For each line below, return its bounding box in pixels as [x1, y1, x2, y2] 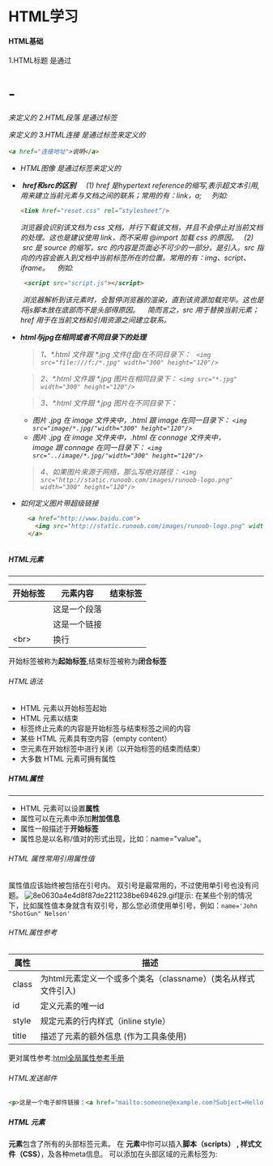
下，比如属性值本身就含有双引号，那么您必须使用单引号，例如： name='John [8, 900, 258, 910]
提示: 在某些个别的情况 [177, 890, 253, 900]
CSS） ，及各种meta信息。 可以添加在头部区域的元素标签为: [22, 1149, 218, 1159]
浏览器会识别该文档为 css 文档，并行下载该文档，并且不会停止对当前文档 [19, 222, 263, 232]
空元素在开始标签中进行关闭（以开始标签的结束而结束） [19, 743, 205, 753]
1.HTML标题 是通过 [8, 56, 71, 66]
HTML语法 [8, 677, 44, 686]
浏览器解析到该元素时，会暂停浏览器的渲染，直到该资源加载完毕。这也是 [22, 295, 264, 304]
